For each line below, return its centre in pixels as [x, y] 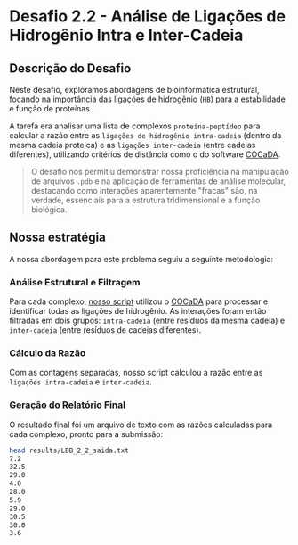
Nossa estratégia [58, 238]
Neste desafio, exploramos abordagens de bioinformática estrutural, [134, 90]
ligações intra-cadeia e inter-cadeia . [81, 382]
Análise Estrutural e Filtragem [75, 282]
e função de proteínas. [51, 108]
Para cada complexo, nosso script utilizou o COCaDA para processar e [139, 301]
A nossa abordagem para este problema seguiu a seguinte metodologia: [141, 259]
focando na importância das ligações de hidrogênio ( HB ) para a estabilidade [148, 99]
